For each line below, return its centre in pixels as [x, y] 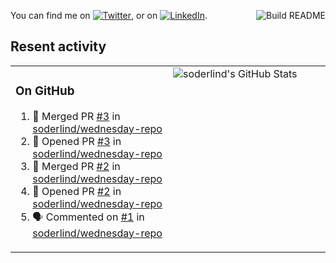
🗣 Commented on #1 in [88, 217]
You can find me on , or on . [109, 15]
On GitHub [45, 91]
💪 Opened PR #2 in [77, 191]
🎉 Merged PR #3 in [76, 116]
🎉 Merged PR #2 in [76, 166]
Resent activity [58, 46]
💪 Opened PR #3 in [77, 141]
